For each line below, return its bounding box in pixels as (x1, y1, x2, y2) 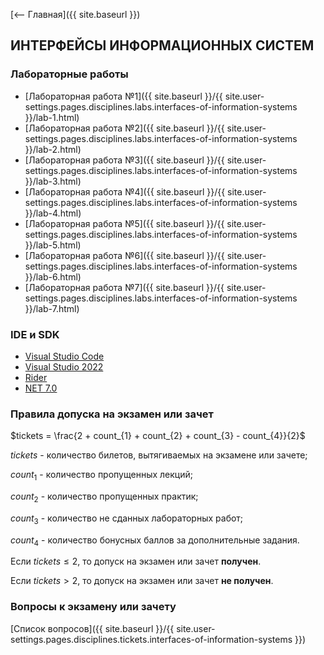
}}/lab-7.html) (24, 302, 80, 314)
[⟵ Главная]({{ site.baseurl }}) (10, 9, 141, 20)
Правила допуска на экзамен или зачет (10, 407, 214, 421)
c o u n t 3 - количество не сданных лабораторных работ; (10, 512, 244, 526)
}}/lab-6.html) (24, 270, 82, 283)
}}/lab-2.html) (24, 143, 82, 155)
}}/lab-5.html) (24, 239, 82, 251)
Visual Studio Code (24, 350, 105, 362)
